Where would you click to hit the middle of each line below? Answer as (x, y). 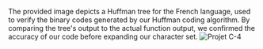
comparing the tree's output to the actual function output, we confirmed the (132, 28)
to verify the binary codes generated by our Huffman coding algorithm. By (129, 20)
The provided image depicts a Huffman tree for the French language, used (130, 11)
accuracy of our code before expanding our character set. (103, 36)
